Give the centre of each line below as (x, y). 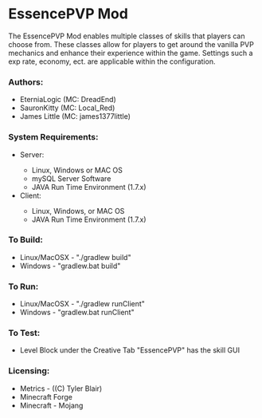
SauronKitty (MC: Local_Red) (67, 108)
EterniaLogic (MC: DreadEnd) (68, 100)
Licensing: (29, 371)
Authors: (26, 82)
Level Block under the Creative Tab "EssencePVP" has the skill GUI (130, 350)
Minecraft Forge (46, 396)
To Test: (24, 333)
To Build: (26, 240)
